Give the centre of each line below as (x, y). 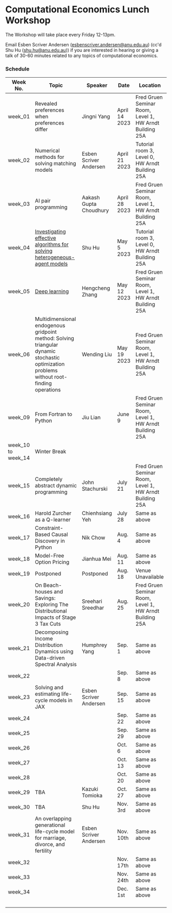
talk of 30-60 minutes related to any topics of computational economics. (82, 56)
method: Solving (55, 338)
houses (44, 592)
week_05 (19, 292)
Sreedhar (93, 608)
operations (48, 390)
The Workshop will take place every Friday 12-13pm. (60, 34)
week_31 (19, 835)
